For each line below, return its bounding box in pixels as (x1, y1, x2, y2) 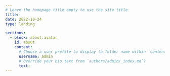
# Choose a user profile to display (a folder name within (18, 49, 146, 54)
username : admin (18, 54, 53, 59)
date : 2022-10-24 (5, 17, 42, 22)
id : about (14, 40, 35, 45)
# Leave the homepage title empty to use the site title (5, 7, 128, 13)
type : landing (5, 21, 35, 27)
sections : (5, 31, 26, 36)
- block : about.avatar (10, 35, 58, 40)
